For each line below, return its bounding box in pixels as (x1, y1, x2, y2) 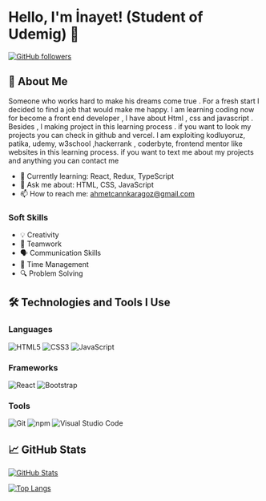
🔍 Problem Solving (19, 269, 83, 278)
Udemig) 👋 (8, 25, 80, 43)
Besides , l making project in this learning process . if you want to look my (8, 121, 252, 131)
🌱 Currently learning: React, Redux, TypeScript (19, 171, 175, 180)
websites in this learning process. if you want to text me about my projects (8, 147, 254, 156)
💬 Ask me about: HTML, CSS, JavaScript (19, 180, 154, 189)
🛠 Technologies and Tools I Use (8, 296, 171, 309)
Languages (8, 324, 54, 335)
